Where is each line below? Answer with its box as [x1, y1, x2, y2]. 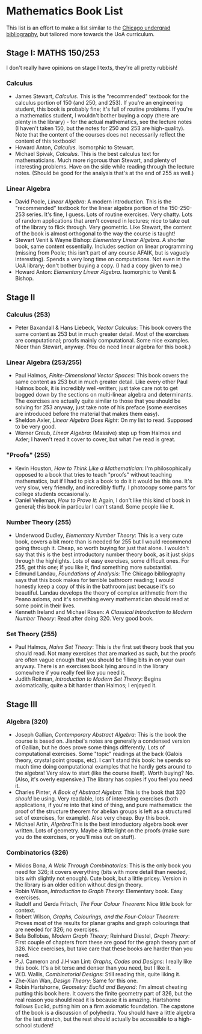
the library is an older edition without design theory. [14, 881, 143, 888]
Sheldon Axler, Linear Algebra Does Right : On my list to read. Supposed [14, 416, 192, 424]
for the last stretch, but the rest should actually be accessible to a [14, 1015, 177, 1023]
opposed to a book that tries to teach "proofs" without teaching [14, 471, 173, 478]
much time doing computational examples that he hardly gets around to [14, 763, 192, 770]
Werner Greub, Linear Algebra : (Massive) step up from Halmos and [14, 429, 182, 437]
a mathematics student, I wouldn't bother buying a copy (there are [14, 112, 179, 119]
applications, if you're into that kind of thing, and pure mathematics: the [14, 801, 192, 808]
